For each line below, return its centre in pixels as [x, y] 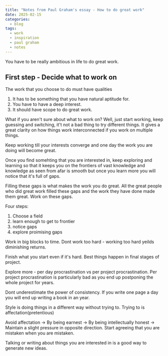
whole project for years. [30, 283]
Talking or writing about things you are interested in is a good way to [76, 343]
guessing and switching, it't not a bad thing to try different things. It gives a [83, 125]
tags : [11, 29]
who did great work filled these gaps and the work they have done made [80, 191]
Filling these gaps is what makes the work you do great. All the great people [83, 186]
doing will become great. [31, 151]
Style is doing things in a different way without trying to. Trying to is [75, 307]
